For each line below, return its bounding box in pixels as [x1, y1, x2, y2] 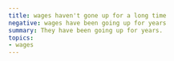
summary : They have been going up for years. [8, 26, 163, 34]
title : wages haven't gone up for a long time [8, 11, 167, 20]
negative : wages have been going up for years [8, 19, 167, 27]
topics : [8, 33, 34, 42]
